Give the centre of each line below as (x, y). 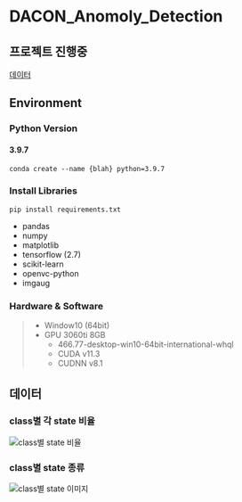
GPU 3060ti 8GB (75, 335)
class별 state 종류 (47, 467)
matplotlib (40, 245)
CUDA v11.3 (79, 354)
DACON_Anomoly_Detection (116, 16)
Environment (46, 103)
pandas (36, 226)
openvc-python (50, 273)
